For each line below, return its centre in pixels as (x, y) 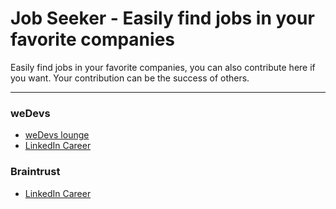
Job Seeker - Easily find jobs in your (162, 18)
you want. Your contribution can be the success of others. (130, 78)
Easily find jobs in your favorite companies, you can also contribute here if (163, 67)
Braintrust (35, 172)
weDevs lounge (57, 135)
